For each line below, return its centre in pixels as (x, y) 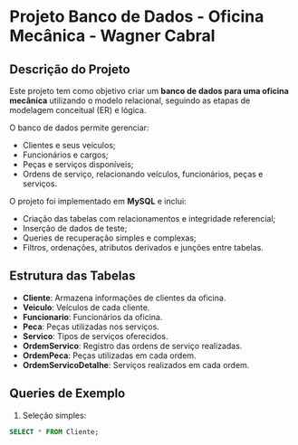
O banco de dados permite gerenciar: (79, 128)
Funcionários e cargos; (65, 155)
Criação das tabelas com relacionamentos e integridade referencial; (149, 218)
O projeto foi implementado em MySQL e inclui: (98, 201)
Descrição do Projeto (70, 69)
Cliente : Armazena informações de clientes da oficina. (124, 298)
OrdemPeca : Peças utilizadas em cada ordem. (109, 355)
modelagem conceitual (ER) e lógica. (78, 110)
